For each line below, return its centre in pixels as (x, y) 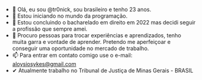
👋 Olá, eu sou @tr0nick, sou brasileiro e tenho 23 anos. (82, 9)
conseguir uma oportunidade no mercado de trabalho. (80, 48)
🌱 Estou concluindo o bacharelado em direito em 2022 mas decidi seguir (104, 22)
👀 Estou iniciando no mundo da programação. (70, 16)
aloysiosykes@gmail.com (44, 64)
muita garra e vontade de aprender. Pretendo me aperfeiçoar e (91, 42)
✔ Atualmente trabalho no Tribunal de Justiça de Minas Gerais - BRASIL (103, 71)
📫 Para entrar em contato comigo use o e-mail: (72, 55)
